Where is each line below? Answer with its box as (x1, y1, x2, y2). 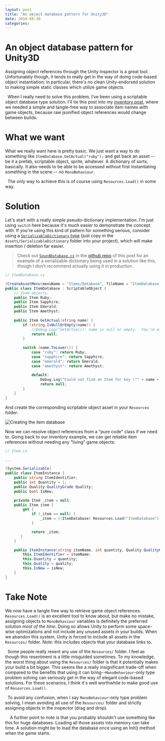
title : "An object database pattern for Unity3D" (5, 12, 109, 17)
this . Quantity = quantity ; (23, 556, 78, 562)
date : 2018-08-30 (5, 16, 41, 21)
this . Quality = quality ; (23, 561, 74, 566)
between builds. (5, 115, 38, 121)
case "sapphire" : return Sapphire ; (31, 354, 105, 359)
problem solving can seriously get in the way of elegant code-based (5, 674, 143, 680)
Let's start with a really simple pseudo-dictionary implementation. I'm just (5, 217, 154, 223)
